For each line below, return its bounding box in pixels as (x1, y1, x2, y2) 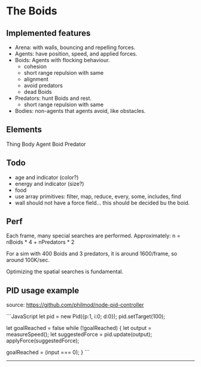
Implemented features (6, 28, 91, 38)
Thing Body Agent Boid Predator (6, 140, 86, 148)
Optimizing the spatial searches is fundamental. (6, 268, 124, 276)
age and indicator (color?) (14, 173, 79, 181)
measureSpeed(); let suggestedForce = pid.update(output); (6, 331, 153, 338)
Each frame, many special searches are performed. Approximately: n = (6, 232, 181, 240)
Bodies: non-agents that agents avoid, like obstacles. (14, 108, 146, 114)
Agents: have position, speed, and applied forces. (14, 50, 138, 57)
